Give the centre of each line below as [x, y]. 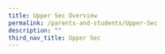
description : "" [35, 30]
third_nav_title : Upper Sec [55, 38]
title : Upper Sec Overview [53, 15]
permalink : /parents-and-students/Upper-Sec [83, 23]
